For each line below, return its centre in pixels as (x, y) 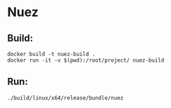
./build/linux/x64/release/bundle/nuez (66, 98)
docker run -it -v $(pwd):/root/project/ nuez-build (86, 60)
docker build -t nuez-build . (52, 54)
